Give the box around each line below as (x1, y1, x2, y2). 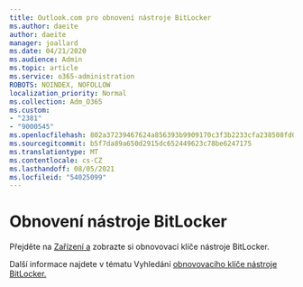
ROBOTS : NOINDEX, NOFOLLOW (9, 80, 111, 89)
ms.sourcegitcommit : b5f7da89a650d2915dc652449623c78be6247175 (9, 139, 252, 148)
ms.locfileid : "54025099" (9, 172, 106, 181)
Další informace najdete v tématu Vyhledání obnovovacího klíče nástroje (9, 259, 278, 270)
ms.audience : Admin (9, 55, 83, 64)
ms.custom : (9, 106, 50, 115)
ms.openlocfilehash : (9, 131, 87, 140)
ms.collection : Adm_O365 (9, 97, 103, 106)
